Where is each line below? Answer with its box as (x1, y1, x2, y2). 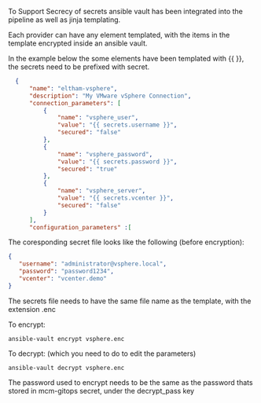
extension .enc (8, 304, 57, 313)
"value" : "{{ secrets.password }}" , (57, 157, 178, 166)
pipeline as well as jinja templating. (8, 15, 121, 24)
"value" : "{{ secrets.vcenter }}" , (57, 194, 175, 202)
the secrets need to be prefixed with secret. (8, 62, 150, 71)
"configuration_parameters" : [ (28, 223, 132, 231)
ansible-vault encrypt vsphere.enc (8, 335, 125, 343)
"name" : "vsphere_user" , (57, 114, 139, 122)
